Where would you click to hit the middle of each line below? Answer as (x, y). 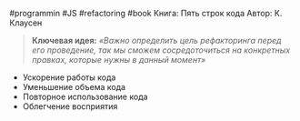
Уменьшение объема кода (74, 87)
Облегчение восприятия (70, 106)
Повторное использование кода (85, 96)
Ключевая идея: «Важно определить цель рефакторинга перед (156, 40)
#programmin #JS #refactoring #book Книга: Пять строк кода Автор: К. (146, 13)
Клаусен (26, 23)
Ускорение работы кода (69, 77)
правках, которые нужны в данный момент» (119, 60)
